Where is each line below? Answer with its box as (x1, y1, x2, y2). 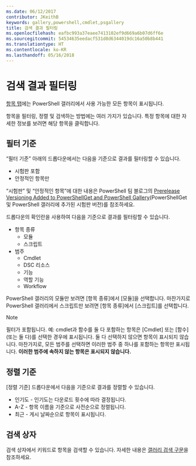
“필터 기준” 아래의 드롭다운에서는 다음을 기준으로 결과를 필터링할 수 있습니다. (6, 155, 181, 162)
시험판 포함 (14, 168, 40, 175)
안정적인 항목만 (14, 175, 50, 182)
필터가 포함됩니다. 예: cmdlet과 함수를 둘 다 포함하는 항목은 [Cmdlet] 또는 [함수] (6, 326, 189, 333)
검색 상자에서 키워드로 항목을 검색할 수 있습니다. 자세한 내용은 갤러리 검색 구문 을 (6, 447, 189, 453)
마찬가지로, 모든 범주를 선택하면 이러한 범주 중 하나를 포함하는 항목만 (18, 341, 174, 348)
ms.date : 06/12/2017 (6, 8, 57, 15)
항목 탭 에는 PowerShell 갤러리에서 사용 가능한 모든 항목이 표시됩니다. (6, 100, 164, 107)
